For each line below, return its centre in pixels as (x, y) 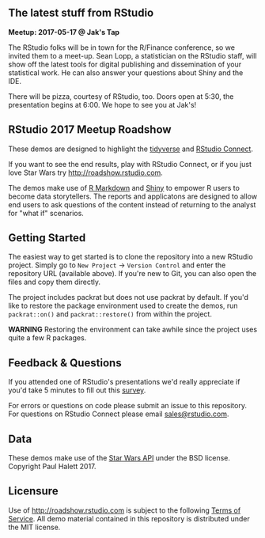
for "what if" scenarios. (46, 213)
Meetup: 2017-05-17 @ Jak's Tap (64, 32)
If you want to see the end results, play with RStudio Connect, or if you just (130, 164)
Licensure (33, 491)
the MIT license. (34, 527)
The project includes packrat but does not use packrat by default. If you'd (129, 297)
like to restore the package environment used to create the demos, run (123, 306)
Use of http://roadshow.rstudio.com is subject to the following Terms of (125, 510)
